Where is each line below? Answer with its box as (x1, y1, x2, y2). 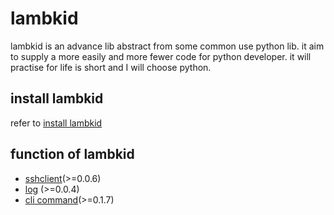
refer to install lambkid (10, 117, 103, 129)
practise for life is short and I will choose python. (10, 61, 212, 73)
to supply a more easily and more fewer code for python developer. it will (10, 50, 312, 62)
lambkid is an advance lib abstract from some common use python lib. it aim (10, 40, 325, 52)
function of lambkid (10, 146, 135, 163)
